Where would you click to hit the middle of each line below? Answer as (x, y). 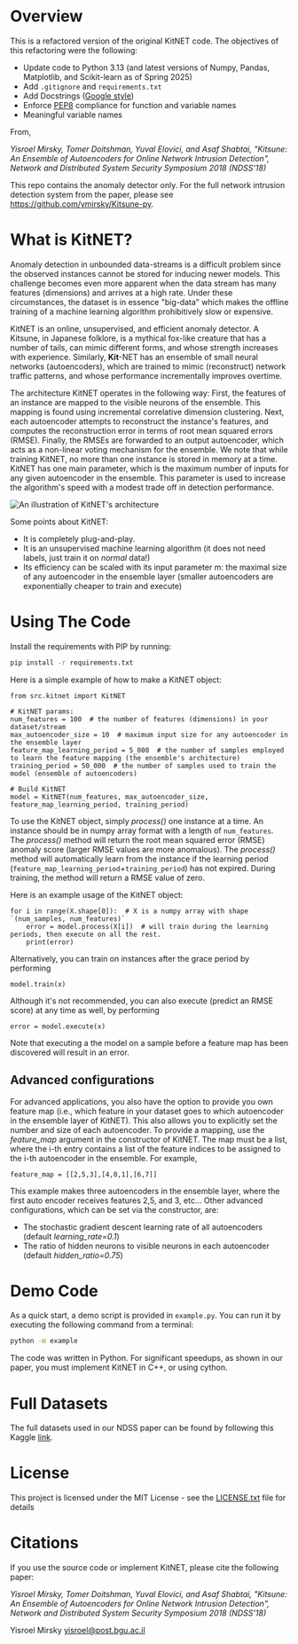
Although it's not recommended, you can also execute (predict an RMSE (142, 1001)
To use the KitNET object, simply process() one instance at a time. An (137, 821)
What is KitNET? (71, 240)
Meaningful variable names (73, 114)
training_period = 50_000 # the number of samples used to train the (143, 766)
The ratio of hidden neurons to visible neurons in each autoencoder (146, 1246)
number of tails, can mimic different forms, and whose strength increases (144, 347)
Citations (44, 1543)
